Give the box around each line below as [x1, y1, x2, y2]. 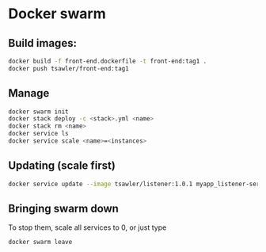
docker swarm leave [8, 239, 73, 246]
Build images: [8, 36, 78, 50]
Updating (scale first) [8, 159, 116, 173]
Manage [8, 86, 50, 100]
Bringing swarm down [8, 202, 119, 216]
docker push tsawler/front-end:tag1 [8, 64, 129, 72]
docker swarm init [8, 108, 69, 116]
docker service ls [8, 130, 69, 138]
